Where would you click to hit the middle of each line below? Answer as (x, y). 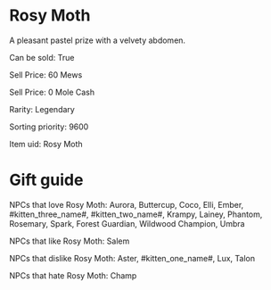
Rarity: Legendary (42, 109)
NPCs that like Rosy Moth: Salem (70, 241)
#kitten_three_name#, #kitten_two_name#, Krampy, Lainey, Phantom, (136, 214)
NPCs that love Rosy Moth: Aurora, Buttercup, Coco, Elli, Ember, (127, 204)
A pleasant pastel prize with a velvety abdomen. (97, 40)
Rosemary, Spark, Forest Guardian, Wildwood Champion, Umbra (127, 223)
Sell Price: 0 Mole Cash (52, 92)
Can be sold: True (42, 57)
